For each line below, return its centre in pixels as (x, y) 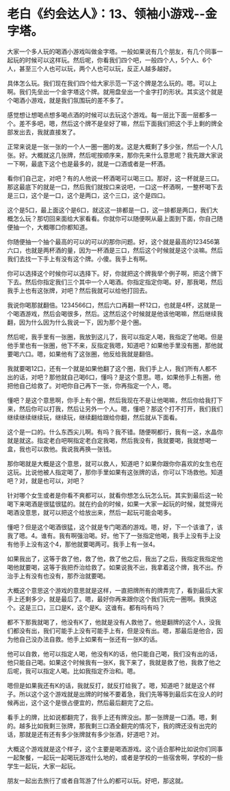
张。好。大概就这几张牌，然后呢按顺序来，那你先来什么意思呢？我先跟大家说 (115, 155)
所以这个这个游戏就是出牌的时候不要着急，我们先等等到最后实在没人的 (118, 694)
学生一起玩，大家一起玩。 (43, 766)
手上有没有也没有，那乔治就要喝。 (61, 576)
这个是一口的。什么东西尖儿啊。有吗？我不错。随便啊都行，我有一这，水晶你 (115, 432)
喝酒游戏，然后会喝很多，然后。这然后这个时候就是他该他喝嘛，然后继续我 (118, 313)
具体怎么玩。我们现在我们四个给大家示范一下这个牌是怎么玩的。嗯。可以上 (112, 83)
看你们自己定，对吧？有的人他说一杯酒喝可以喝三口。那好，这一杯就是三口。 (115, 178)
